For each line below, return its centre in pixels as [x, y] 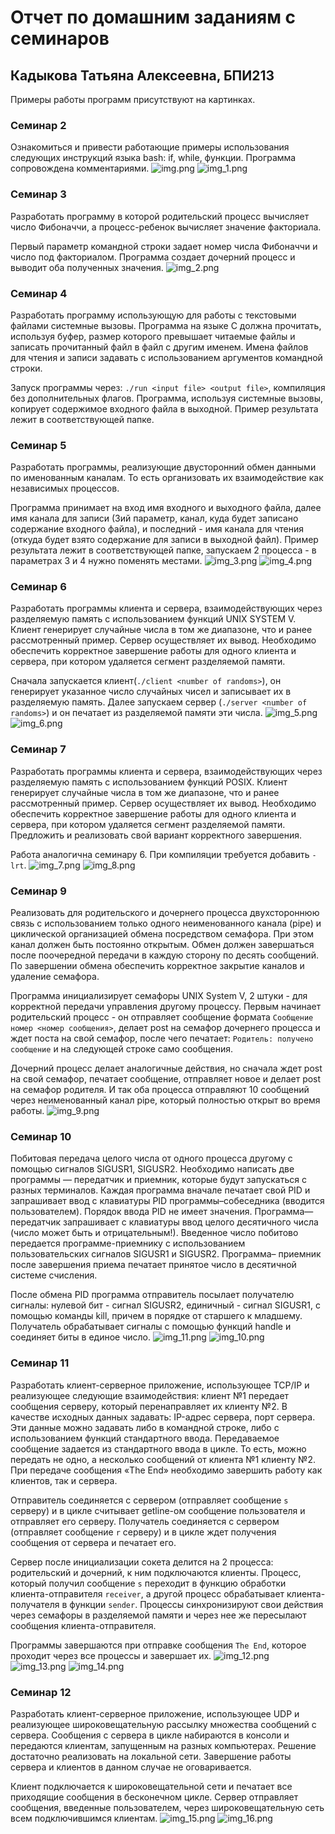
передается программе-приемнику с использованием [128, 1243]
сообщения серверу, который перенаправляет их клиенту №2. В [149, 1406]
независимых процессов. [65, 488]
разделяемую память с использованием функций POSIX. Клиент [149, 782]
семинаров [60, 38]
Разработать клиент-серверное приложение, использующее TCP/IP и [160, 1385]
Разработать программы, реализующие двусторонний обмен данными [163, 467]
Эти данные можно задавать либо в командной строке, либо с [145, 1427]
